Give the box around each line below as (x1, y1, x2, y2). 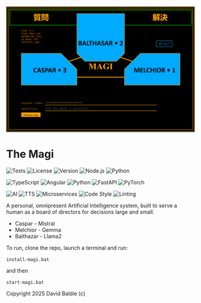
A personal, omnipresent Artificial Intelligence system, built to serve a (6, 202, 178, 209)
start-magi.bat (6, 279, 44, 285)
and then (6, 267, 28, 274)
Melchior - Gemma (14, 226, 62, 234)
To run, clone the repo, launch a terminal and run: (6, 244, 128, 252)
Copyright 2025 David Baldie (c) (6, 290, 86, 297)
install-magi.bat (6, 256, 50, 262)
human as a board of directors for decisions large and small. (6, 208, 154, 216)
